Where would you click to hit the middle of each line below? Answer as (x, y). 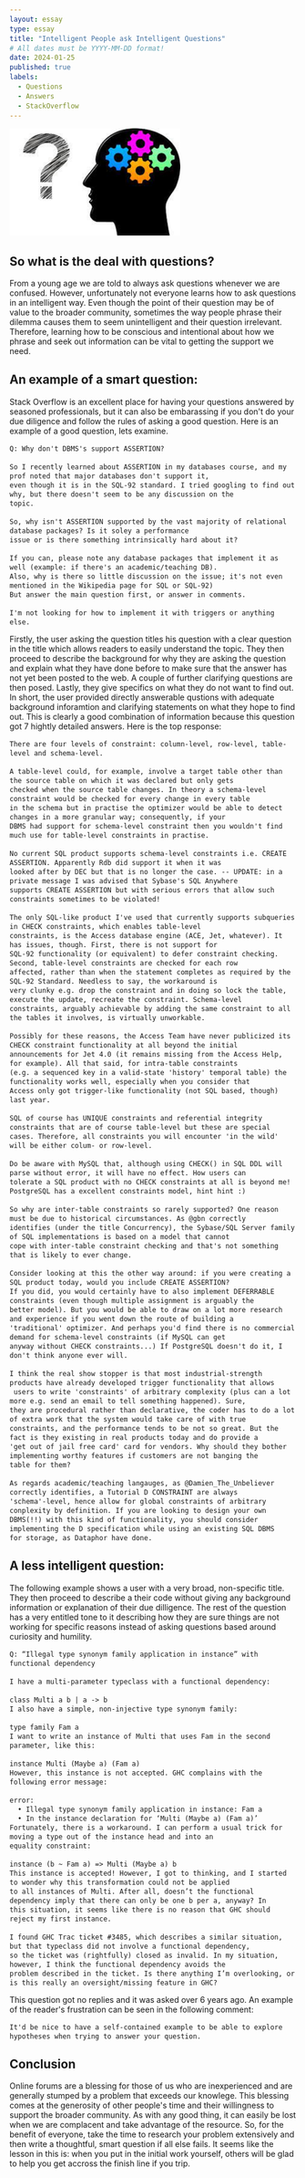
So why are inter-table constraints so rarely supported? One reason (144, 1209)
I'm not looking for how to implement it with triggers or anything (142, 613)
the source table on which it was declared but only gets (122, 780)
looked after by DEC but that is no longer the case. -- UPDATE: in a (146, 871)
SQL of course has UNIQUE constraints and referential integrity (136, 1118)
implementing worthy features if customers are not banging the (134, 1455)
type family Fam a (44, 1727)
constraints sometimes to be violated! (85, 899)
